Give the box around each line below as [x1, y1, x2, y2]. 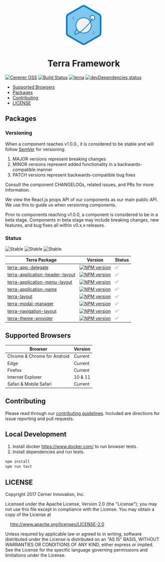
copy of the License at [5, 511, 51, 517]
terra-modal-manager [7, 300, 54, 307]
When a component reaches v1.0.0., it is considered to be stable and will [5, 140, 154, 147]
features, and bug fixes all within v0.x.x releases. [5, 222, 106, 228]
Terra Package [25, 257, 57, 263]
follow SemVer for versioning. [5, 146, 66, 152]
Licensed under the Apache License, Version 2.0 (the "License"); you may [5, 501, 158, 507]
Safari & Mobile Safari [7, 381, 52, 387]
